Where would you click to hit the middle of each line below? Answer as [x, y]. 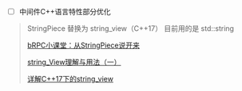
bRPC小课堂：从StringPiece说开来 [83, 45]
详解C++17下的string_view [70, 79]
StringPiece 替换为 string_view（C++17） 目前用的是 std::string [131, 28]
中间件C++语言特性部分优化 [65, 11]
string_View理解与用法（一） [74, 63]
